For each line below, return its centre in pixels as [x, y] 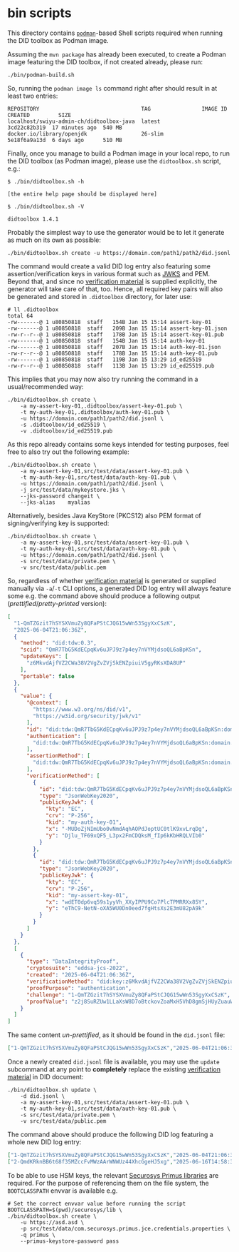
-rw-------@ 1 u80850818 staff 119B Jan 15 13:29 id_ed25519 [105, 359]
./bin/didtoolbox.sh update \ [52, 1090]
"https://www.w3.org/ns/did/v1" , [83, 710]
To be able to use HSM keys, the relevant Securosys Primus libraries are [113, 1175]
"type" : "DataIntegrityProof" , [73, 961]
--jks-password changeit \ [60, 496]
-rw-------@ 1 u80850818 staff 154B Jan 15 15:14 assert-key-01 [110, 322]
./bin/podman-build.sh [41, 75]
